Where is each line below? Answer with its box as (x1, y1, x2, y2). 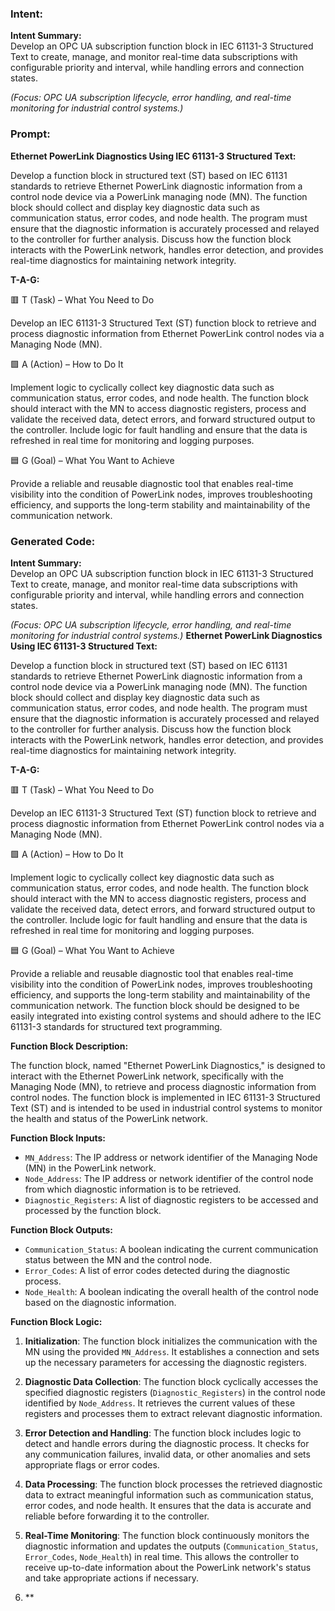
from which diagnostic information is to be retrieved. (24, 1183, 242, 1195)
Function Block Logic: (10, 1315, 103, 1327)
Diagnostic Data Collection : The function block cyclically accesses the (24, 1375, 319, 1387)
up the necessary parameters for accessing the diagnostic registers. (24, 1356, 307, 1368)
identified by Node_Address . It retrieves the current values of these (24, 1397, 296, 1409)
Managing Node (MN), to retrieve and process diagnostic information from (10, 1080, 317, 1092)
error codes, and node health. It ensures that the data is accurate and (24, 1499, 312, 1511)
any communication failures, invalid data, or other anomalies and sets (24, 1448, 311, 1460)
